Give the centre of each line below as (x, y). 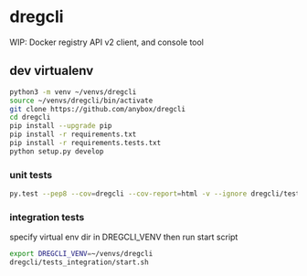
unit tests (31, 175)
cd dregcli (30, 117)
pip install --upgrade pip (61, 126)
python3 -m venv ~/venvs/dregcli (73, 92)
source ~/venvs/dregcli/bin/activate (81, 101)
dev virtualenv (52, 71)
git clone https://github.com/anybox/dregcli (97, 109)
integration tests (47, 217)
